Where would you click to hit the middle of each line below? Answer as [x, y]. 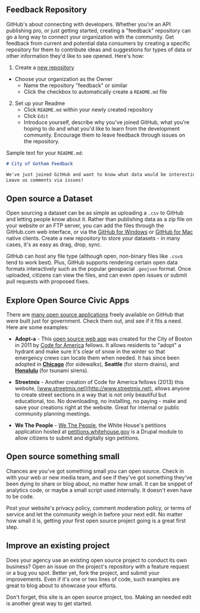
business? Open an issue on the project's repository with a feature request [98, 566]
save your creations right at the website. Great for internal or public [97, 407]
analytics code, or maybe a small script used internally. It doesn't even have [99, 490]
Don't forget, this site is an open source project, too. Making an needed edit [99, 597]
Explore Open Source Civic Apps [68, 300]
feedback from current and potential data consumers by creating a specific [98, 43]
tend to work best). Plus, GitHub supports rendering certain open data [92, 262]
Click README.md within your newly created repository [88, 109]
